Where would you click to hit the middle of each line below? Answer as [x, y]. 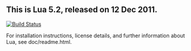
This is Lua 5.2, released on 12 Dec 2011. [82, 10]
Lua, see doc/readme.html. [39, 42]
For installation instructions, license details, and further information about [95, 36]
